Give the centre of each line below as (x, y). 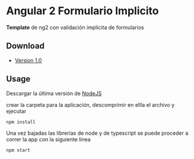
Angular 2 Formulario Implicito (82, 11)
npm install (21, 122)
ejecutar (16, 111)
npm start (18, 150)
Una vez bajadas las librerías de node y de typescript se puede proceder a (97, 133)
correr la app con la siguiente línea (48, 139)
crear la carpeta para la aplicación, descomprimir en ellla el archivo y (90, 104)
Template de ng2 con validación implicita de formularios (75, 27)
